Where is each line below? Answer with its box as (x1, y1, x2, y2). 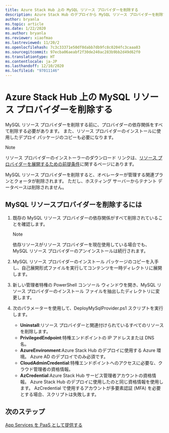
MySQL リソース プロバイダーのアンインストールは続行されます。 (12, 248, 148, 254)
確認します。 (21, 221, 48, 227)
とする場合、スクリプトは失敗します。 (20, 391, 99, 397)
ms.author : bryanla (5, 31, 46, 36)
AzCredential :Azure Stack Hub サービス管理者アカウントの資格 (20, 372, 152, 378)
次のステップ (5, 407, 45, 416)
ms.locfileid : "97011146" (5, 68, 59, 74)
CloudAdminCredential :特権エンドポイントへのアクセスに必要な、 (20, 359, 158, 366)
